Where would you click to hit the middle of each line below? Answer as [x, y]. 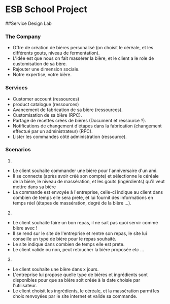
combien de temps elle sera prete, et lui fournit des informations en [83, 197]
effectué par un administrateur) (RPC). [53, 131]
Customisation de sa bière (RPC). [47, 115]
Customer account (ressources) [46, 99]
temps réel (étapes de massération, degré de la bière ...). [72, 203]
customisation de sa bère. [40, 64]
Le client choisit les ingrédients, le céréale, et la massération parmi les [86, 291]
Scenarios [18, 150]
